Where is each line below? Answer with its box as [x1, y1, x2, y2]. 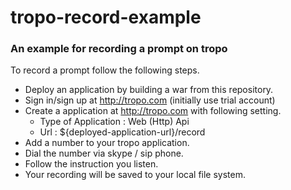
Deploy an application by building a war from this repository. [24, 84, 274, 96]
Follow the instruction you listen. [24, 158, 159, 170]
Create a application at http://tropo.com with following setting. [24, 105, 282, 117]
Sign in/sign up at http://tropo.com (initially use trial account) [24, 94, 276, 106]
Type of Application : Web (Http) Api [39, 116, 190, 128]
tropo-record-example [10, 6, 202, 29]
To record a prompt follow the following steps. [10, 64, 200, 76]
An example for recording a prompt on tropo [10, 42, 228, 56]
